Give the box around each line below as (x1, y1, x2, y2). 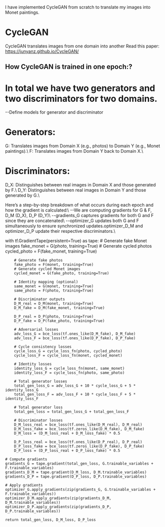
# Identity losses (14, 362, 52, 367)
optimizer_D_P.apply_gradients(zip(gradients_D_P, (5, 504, 112, 510)
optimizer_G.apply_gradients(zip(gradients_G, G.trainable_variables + (5, 487, 156, 492)
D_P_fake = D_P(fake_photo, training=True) (14, 318, 105, 323)
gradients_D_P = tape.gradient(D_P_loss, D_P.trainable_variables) (5, 474, 147, 479)
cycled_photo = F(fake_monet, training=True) (5, 248, 97, 254)
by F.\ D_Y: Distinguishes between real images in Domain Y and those (5, 187, 147, 193)
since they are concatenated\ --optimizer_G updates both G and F (5, 218, 139, 224)
